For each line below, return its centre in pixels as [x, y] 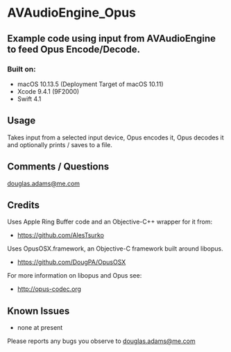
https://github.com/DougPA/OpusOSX [71, 262]
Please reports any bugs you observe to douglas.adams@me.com [101, 341]
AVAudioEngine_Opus [72, 13]
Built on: [22, 69]
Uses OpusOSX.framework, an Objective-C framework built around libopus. [115, 249]
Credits [24, 205]
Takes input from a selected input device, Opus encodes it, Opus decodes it [115, 137]
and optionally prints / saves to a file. [60, 144]
